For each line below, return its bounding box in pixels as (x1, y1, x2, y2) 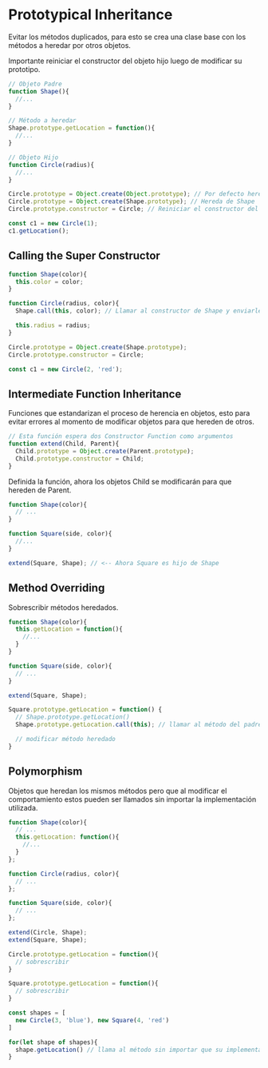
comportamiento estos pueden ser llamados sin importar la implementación (8, 794, 257, 804)
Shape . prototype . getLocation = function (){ (8, 124, 156, 133)
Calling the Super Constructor (8, 249, 161, 263)
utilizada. (8, 803, 38, 812)
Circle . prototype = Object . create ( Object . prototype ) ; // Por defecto (8, 190, 245, 198)
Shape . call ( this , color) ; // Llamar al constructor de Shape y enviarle (15, 307, 262, 315)
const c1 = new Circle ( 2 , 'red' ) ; (8, 365, 124, 373)
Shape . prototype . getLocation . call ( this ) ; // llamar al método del (15, 721, 241, 729)
